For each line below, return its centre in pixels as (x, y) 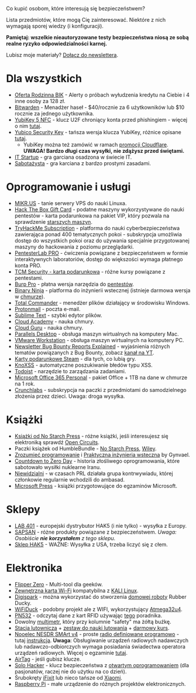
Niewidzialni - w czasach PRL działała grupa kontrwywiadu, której (94, 473)
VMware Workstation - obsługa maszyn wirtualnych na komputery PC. (99, 340)
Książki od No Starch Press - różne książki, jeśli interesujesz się (91, 436)
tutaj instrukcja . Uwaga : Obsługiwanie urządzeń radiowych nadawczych (102, 640)
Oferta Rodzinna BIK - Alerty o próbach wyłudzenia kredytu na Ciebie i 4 (102, 95)
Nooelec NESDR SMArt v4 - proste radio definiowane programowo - (97, 634)
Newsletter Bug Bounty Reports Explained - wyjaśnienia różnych (92, 346)
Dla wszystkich (44, 79)
